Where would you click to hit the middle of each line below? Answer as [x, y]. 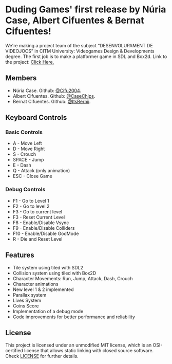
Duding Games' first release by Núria [86, 10]
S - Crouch [24, 154]
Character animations [35, 284]
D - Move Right [29, 149]
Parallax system [30, 295]
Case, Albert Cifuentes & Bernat [75, 20]
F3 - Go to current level [37, 211]
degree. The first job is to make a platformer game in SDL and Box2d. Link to [86, 56]
